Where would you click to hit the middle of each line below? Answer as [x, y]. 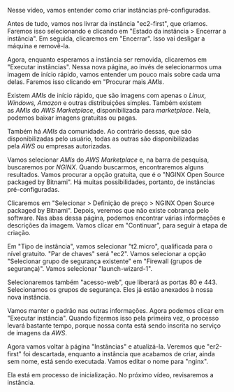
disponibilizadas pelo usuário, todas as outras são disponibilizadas [103, 139]
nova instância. [29, 297]
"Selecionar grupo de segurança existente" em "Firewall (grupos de [105, 261]
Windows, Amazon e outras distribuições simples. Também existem [105, 103]
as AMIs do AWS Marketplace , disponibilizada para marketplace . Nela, [109, 110]
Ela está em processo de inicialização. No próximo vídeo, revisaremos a [110, 375]
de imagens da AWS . [37, 333]
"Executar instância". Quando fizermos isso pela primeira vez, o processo [113, 318]
